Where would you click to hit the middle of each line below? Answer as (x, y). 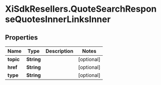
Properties (21, 37)
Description (60, 51)
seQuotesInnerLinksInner (58, 19)
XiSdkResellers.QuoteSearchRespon (81, 9)
